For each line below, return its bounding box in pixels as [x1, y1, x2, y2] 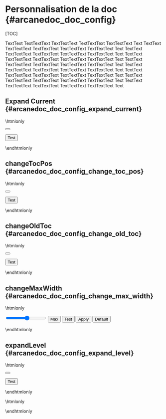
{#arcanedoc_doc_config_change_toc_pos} [5, 167, 144, 176]
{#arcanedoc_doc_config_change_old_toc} [5, 229, 142, 238]
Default [94, 317, 108, 322]
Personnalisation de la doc [5, 3, 117, 15]
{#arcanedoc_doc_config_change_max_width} [5, 292, 154, 300]
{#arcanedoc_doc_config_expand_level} [5, 349, 134, 357]
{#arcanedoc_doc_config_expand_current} [5, 105, 142, 113]
